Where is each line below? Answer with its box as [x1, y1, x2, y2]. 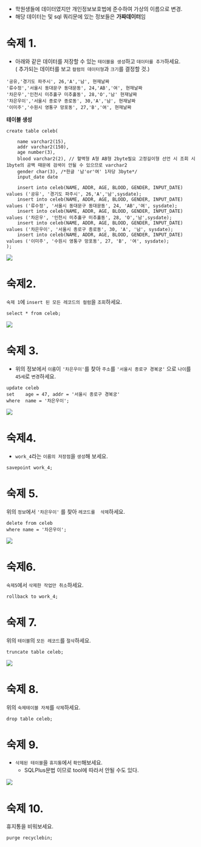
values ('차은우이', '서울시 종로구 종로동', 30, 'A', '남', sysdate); [6, 226, 174, 232]
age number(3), [17, 149, 56, 155]
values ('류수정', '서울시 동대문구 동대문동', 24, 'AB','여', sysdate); [6, 202, 178, 209]
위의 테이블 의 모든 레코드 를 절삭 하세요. [6, 637, 91, 644]
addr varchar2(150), [17, 143, 69, 150]
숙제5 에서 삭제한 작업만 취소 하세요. [6, 581, 84, 589]
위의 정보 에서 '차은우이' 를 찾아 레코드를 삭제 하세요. [6, 508, 126, 515]
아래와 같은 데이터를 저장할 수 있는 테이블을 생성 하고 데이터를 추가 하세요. [15, 57, 181, 65]
